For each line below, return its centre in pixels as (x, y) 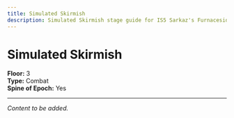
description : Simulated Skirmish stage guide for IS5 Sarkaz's (101, 20)
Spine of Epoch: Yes (37, 88)
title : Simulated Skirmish (46, 14)
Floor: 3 (19, 74)
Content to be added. (38, 108)
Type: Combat (28, 81)
